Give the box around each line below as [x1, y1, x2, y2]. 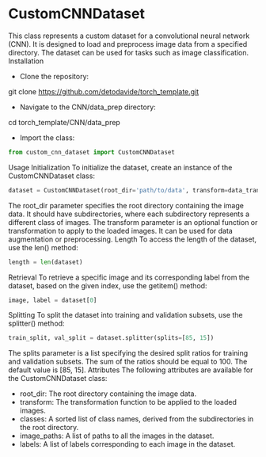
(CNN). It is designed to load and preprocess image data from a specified [8, 39, 248, 48]
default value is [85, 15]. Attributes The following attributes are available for [8, 365, 253, 375]
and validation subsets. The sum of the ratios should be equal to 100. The [8, 357, 248, 367]
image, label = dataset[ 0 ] [8, 296, 97, 304]
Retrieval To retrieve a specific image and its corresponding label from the [8, 272, 250, 282]
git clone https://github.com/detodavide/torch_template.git [8, 86, 199, 96]
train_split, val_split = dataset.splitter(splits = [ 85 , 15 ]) [8, 334, 215, 342]
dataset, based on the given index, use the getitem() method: [8, 280, 207, 290]
